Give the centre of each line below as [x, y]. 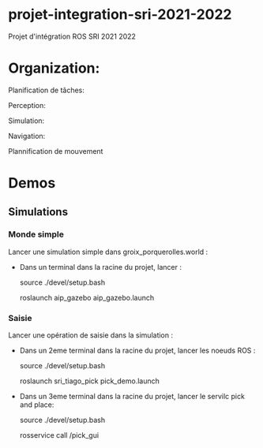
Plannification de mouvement [56, 151]
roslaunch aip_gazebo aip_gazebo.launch [87, 297]
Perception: [27, 105]
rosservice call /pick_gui [59, 435]
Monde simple [36, 234]
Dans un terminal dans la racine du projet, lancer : [100, 267]
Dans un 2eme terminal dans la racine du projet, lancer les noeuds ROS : [137, 351]
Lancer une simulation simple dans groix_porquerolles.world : [108, 252]
